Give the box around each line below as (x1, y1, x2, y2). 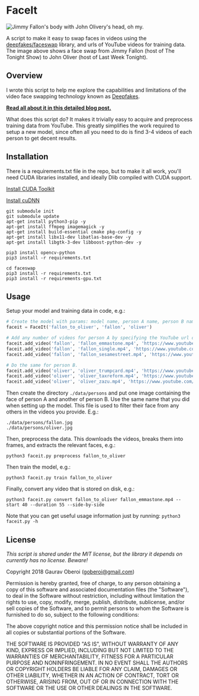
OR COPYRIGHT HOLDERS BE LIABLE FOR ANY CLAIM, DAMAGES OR (6, 665, 178, 672)
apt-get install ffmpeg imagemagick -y (6, 223, 105, 230)
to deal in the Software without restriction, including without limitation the (6, 592, 185, 599)
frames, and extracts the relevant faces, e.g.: (6, 442, 116, 449)
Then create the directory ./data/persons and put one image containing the (6, 389, 191, 397)
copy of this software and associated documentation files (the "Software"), (6, 586, 190, 593)
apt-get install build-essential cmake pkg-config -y (6, 229, 142, 235)
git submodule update (6, 213, 60, 219)
